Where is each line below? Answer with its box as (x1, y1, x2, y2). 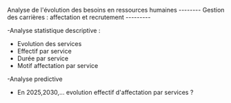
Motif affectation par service (17, 62, 99, 69)
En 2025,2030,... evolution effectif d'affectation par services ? (17, 89, 194, 96)
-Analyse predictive (7, 75, 63, 83)
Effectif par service (17, 47, 72, 55)
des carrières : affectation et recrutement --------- (7, 13, 151, 21)
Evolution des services (17, 40, 82, 47)
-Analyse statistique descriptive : (7, 27, 101, 34)
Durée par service (17, 54, 69, 62)
